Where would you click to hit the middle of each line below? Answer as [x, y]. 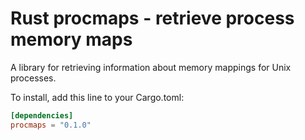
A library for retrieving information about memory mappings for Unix [151, 67]
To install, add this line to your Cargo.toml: [97, 97]
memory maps [71, 39]
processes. [33, 78]
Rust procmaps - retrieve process [152, 18]
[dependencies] [42, 115]
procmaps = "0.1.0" [51, 125]
